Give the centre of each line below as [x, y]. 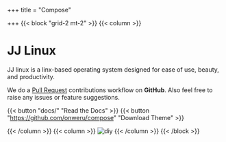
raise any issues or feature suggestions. [63, 97]
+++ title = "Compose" [39, 10]
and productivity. [31, 76]
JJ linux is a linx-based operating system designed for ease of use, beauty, [113, 69]
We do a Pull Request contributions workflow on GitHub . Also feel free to [110, 90]
